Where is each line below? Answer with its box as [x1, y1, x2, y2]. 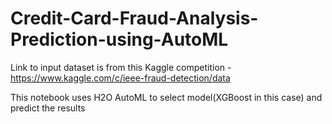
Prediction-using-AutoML [10, 28, 229, 51]
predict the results [10, 102, 86, 114]
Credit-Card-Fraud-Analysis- [10, 7, 259, 30]
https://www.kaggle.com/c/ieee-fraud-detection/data [10, 72, 231, 84]
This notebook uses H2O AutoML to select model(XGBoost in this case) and [10, 91, 323, 103]
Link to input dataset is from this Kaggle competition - [10, 61, 232, 73]
